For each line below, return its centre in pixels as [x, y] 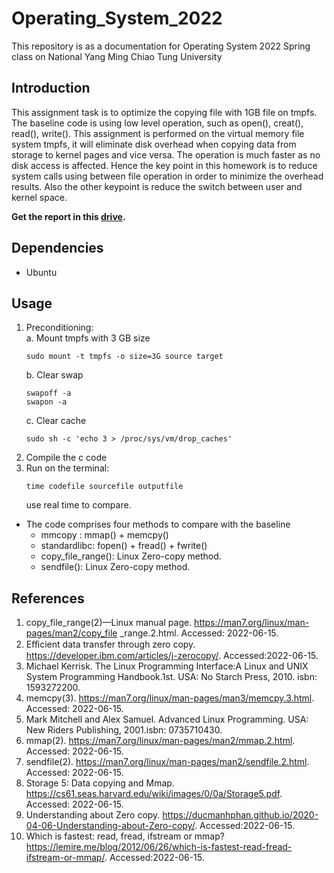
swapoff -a [48, 393]
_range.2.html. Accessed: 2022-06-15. [199, 633]
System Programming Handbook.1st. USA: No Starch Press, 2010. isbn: [171, 677]
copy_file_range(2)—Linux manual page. [109, 623]
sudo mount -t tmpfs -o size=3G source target [124, 357]
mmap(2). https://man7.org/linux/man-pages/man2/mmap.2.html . [160, 741]
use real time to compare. [78, 505]
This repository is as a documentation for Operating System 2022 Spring [161, 46]
